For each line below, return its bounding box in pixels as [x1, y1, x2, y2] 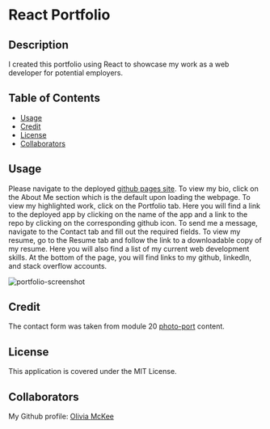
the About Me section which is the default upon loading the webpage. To [8, 192, 251, 202]
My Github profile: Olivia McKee [8, 411, 115, 422]
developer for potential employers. [8, 68, 124, 78]
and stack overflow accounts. [8, 261, 108, 270]
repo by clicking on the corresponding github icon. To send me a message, [8, 218, 259, 227]
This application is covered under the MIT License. [8, 367, 177, 376]
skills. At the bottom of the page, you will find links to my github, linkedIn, [8, 253, 252, 262]
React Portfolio [8, 6, 111, 24]
